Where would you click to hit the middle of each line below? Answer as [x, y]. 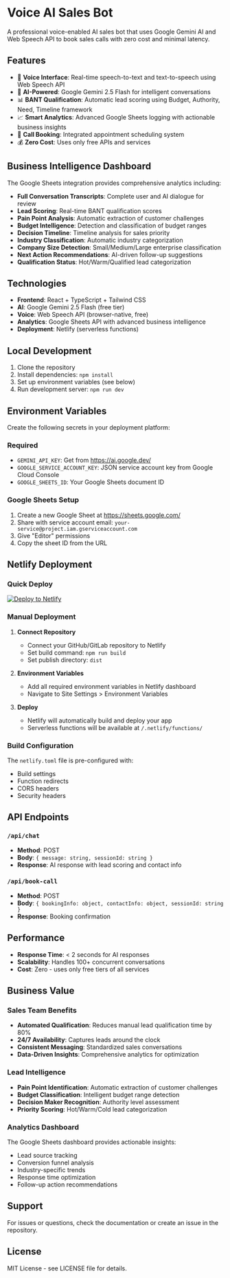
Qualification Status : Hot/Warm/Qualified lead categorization [104, 262]
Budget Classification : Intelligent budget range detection [98, 1094]
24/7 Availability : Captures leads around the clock [89, 1040]
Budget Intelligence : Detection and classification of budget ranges [112, 225]
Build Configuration [41, 745]
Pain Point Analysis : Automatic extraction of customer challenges [111, 218]
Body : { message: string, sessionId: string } [85, 857]
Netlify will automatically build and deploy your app [100, 720]
